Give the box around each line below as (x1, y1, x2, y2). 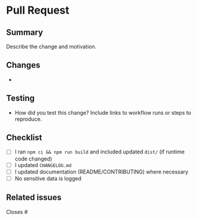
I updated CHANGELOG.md (14, 161, 72, 168)
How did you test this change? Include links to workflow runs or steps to (14, 109, 192, 116)
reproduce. (14, 115, 43, 122)
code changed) (14, 155, 52, 162)
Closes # (6, 208, 28, 215)
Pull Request (6, 4, 69, 17)
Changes (6, 60, 40, 70)
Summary (6, 27, 43, 37)
